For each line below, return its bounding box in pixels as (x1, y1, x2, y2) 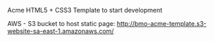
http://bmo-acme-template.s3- (116, 20, 207, 27)
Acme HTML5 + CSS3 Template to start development (7, 6, 163, 14)
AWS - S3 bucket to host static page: (7, 20, 116, 27)
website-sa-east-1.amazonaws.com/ (7, 27, 115, 35)
